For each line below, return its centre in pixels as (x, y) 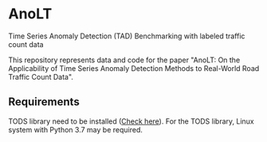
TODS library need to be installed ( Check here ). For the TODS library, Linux (131, 121)
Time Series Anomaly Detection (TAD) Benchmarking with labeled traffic (127, 36)
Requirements (44, 102)
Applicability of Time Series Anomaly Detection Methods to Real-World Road (134, 68)
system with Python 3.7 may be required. (76, 129)
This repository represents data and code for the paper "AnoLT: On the (124, 60)
